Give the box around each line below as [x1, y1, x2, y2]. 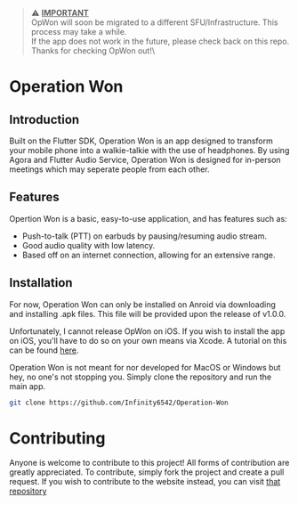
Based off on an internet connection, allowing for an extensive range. [21, 249, 276, 260]
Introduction [9, 111, 80, 127]
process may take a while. [30, 27, 127, 37]
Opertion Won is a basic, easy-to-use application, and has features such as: [9, 213, 287, 224]
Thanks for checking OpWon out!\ [30, 45, 156, 56]
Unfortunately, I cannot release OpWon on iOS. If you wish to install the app [9, 325, 286, 337]
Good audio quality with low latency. [21, 240, 156, 250]
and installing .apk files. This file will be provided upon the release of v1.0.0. [9, 308, 286, 319]
